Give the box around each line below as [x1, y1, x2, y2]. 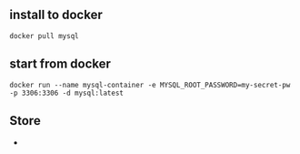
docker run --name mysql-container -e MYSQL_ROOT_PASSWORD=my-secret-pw [9, 80, 291, 89]
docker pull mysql [9, 31, 79, 40]
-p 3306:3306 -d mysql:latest [9, 88, 125, 98]
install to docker [9, 7, 103, 23]
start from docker [9, 56, 112, 72]
